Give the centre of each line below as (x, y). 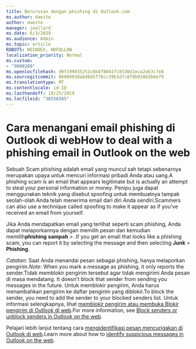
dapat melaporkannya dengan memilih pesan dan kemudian (78, 230)
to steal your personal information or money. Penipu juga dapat (82, 188)
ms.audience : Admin (30, 39)
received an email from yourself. (45, 212)
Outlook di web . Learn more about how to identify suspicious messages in (95, 334)
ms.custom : (19, 60)
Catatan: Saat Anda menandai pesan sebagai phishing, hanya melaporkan (96, 260)
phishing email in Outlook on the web (98, 153)
